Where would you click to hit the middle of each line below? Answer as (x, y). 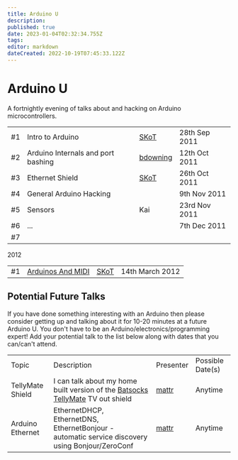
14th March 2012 (151, 271)
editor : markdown (33, 47)
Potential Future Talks (56, 296)
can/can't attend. (33, 344)
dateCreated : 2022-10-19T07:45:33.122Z (66, 54)
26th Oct (194, 173)
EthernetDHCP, (79, 410)
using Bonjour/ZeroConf (93, 446)
